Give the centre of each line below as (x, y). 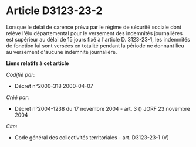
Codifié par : (21, 74)
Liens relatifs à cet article (38, 63)
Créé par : (18, 97)
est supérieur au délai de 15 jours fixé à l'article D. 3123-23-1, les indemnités (98, 39)
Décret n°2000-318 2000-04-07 (54, 86)
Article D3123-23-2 (54, 11)
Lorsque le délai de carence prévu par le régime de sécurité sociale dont (94, 27)
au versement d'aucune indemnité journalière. (62, 52)
